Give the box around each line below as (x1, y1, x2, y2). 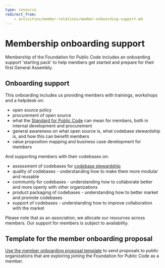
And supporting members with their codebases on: (5, 154, 109, 160)
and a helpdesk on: (5, 98, 45, 104)
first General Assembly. (5, 65, 53, 71)
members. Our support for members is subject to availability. (5, 220, 129, 226)
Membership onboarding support (5, 38, 145, 49)
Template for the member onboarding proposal (5, 234, 153, 243)
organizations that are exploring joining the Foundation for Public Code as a (5, 253, 160, 259)
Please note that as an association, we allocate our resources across (5, 215, 145, 221)
